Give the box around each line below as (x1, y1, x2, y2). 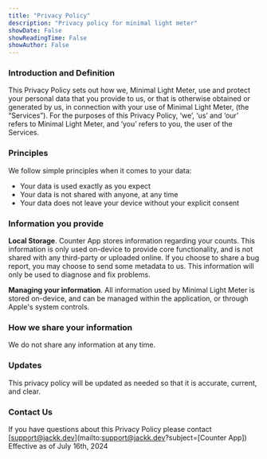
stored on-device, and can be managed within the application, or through (8, 294, 249, 303)
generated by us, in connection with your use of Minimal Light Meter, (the (8, 103, 249, 112)
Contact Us (8, 406, 53, 418)
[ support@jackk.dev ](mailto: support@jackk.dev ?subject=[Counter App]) (8, 433, 247, 442)
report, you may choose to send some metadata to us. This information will (8, 262, 254, 271)
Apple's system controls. (8, 302, 90, 312)
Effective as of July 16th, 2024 (8, 441, 108, 450)
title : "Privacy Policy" (8, 11, 91, 20)
